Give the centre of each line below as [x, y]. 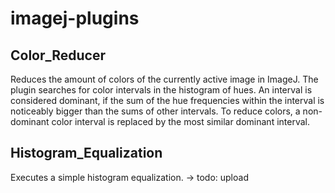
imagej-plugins [75, 18]
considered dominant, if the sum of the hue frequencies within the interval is [167, 100]
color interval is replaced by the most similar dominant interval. [180, 121]
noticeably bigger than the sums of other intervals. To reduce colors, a [155, 111]
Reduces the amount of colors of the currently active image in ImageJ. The [164, 79]
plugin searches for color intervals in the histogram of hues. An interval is [161, 90]
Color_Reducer [58, 55]
